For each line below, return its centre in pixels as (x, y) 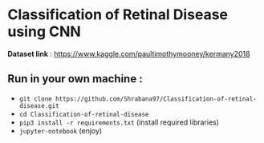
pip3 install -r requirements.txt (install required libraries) (119, 122)
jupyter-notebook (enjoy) (61, 130)
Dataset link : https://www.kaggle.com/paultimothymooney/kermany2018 (129, 54)
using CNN (44, 32)
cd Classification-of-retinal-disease (84, 114)
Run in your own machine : (75, 79)
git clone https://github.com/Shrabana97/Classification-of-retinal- (138, 99)
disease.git (39, 105)
